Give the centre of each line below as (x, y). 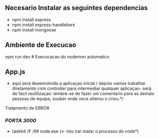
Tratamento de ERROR (27, 108)
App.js (15, 72)
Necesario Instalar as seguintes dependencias (77, 8)
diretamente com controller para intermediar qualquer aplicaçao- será (81, 88)
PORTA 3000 (21, 121)
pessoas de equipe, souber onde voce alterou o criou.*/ (68, 99)
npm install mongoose (34, 30)
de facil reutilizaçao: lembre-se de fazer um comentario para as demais (83, 94)
